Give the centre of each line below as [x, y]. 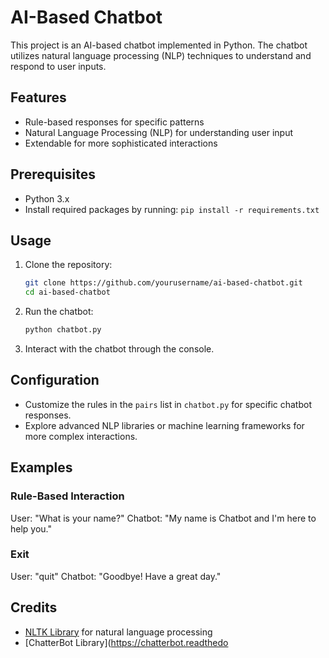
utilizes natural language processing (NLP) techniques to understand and [161, 55]
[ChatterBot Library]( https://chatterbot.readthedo [126, 642]
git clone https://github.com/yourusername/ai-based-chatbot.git [163, 283]
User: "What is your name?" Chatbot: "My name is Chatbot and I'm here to [163, 518]
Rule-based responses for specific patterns [114, 122]
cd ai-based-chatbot [67, 292]
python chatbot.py [63, 330]
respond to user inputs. [58, 66]
